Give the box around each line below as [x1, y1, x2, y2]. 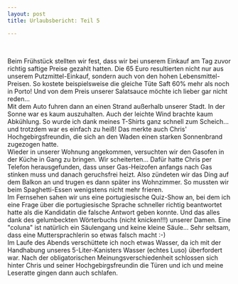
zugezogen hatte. [7, 140, 59, 148]
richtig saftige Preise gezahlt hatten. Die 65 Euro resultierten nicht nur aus [7, 64, 224, 73]
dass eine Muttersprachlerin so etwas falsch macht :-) [7, 231, 166, 239]
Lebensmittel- [179, 72, 220, 80]
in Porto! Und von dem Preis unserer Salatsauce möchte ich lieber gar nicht [7, 87, 228, 95]
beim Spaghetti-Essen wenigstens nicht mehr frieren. [7, 185, 163, 194]
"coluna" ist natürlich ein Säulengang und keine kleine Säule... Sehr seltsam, [7, 223, 231, 231]
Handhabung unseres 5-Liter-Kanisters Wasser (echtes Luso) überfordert [7, 246, 222, 254]
